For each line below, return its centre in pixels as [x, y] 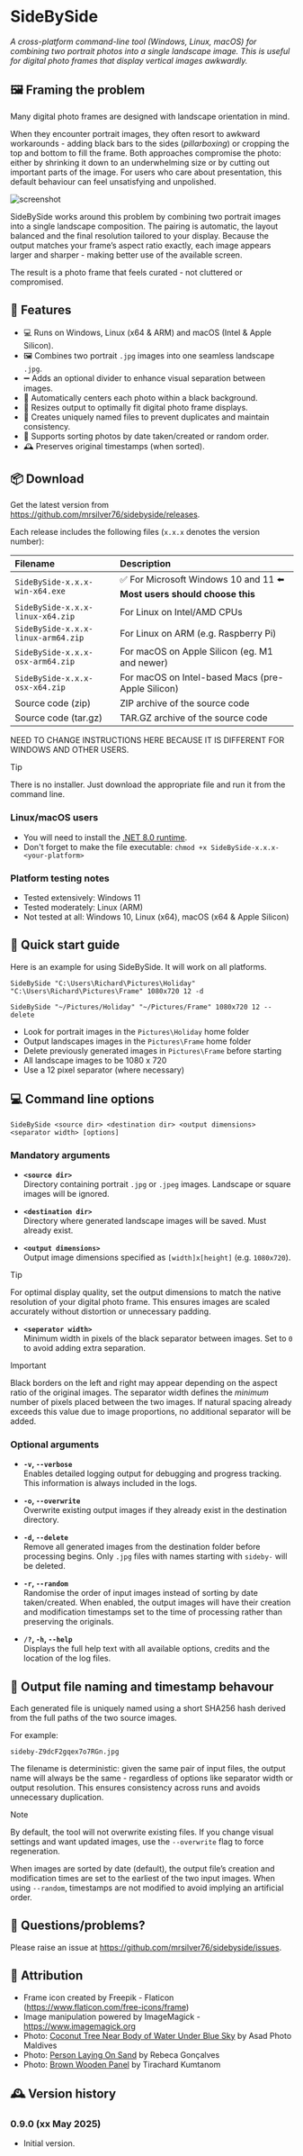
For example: [35, 1735]
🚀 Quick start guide [65, 945]
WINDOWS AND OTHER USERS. [70, 750]
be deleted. [44, 1566]
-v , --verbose [48, 1464]
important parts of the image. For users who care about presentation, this [146, 172]
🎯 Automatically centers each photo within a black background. [141, 397]
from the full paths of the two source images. [94, 1718]
